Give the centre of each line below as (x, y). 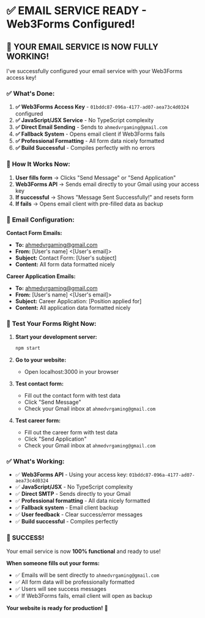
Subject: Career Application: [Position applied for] (78, 301)
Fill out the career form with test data (71, 433)
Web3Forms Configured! (71, 24)
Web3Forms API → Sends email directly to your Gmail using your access (107, 184)
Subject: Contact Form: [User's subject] (66, 258)
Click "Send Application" (55, 439)
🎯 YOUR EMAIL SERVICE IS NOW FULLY (83, 47)
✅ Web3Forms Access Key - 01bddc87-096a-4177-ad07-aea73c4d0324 (102, 107)
